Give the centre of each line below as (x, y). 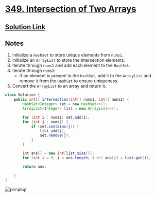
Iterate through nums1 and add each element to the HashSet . (71, 65)
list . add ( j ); (53, 131)
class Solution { (23, 95)
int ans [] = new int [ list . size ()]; (59, 153)
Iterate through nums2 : (34, 71)
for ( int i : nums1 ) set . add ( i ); (56, 117)
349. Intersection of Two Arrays (71, 9)
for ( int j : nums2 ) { (45, 122)
